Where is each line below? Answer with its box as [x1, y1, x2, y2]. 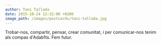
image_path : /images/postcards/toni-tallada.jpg [5, 16, 107, 21]
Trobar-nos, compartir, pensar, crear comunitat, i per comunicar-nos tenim [5, 30, 157, 35]
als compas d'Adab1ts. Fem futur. [5, 34, 72, 40]
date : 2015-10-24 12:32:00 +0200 [5, 12, 74, 16]
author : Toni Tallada [5, 7, 50, 12]
